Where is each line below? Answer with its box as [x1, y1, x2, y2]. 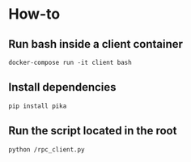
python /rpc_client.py [8, 145, 85, 154]
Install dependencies [8, 80, 117, 94]
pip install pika [8, 102, 67, 110]
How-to [8, 5, 61, 23]
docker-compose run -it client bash [8, 58, 132, 66]
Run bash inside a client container [8, 37, 184, 51]
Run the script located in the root [8, 124, 177, 138]
